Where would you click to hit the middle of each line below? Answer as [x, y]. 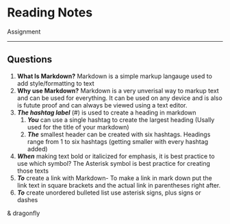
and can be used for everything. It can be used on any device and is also [119, 98]
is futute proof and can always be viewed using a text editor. [102, 105]
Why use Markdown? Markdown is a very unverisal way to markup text [118, 90]
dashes [27, 199]
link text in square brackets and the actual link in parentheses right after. [119, 185]
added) [37, 149]
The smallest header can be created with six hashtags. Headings [119, 134]
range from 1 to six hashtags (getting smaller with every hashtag [118, 141]
